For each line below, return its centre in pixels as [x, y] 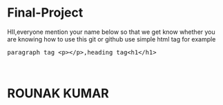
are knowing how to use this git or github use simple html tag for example [111, 39]
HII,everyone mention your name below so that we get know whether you [111, 32]
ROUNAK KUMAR [58, 94]
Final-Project [45, 13]
